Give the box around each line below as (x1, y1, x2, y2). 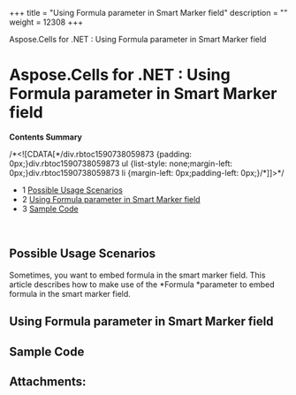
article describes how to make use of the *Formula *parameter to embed (9, 278, 276, 290)
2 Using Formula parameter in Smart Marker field (21, 194, 201, 204)
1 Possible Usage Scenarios (21, 185, 124, 195)
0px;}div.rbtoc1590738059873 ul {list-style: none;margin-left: (9, 158, 232, 169)
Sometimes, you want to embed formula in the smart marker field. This (9, 270, 266, 280)
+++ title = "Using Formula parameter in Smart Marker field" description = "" (9, 8, 288, 18)
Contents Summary (9, 132, 82, 142)
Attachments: (9, 374, 87, 389)
